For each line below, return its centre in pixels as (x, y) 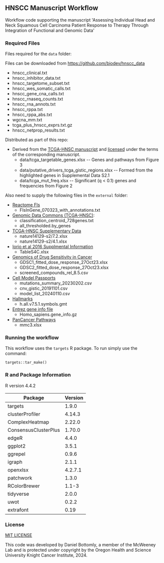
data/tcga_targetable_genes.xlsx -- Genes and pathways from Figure (89, 160)
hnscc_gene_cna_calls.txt (38, 94)
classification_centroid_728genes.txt (57, 221)
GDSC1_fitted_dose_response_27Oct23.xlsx (64, 262)
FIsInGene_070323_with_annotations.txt (60, 210)
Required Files (23, 43)
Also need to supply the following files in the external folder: (67, 196)
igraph (15, 462)
